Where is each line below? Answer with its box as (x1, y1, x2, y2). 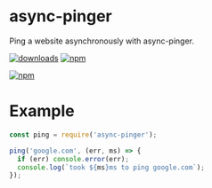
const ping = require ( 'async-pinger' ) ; (9, 130, 158, 139)
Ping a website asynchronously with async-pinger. (9, 35, 194, 46)
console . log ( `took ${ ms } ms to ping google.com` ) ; (17, 162, 205, 172)
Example (9, 101, 75, 121)
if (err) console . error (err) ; (17, 154, 129, 163)
